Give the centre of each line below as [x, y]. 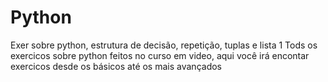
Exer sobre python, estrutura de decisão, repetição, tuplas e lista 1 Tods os [164, 45]
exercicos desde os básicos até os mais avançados [116, 66]
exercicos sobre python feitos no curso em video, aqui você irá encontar [160, 55]
